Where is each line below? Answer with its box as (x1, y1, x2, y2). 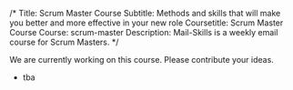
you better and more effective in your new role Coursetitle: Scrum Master (9, 17, 284, 28)
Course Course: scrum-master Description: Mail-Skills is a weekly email (9, 27, 278, 37)
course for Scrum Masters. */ (9, 36, 119, 47)
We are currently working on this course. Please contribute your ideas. (9, 55, 275, 65)
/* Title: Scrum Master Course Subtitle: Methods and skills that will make (9, 8, 281, 18)
